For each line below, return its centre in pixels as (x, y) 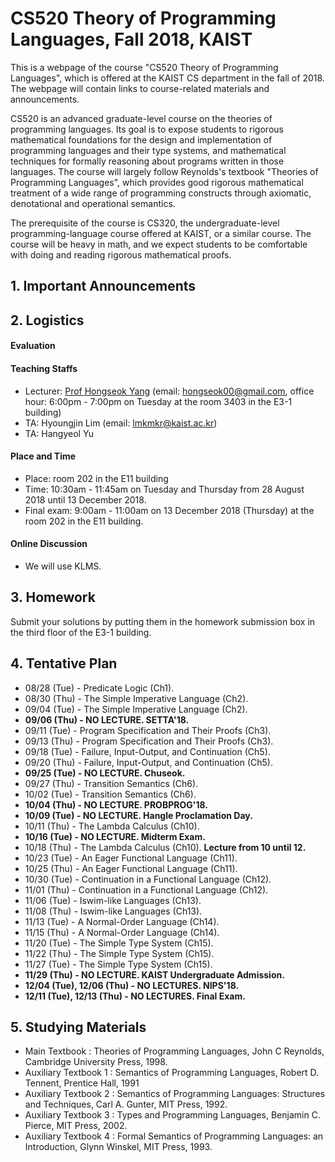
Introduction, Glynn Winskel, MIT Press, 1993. (118, 1147)
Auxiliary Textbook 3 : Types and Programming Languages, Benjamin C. (172, 1115)
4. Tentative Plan (64, 663)
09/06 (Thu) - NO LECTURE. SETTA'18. (107, 719)
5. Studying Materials (78, 1027)
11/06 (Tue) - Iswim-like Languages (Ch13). (113, 900)
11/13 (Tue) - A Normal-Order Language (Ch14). (122, 921)
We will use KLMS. (63, 566)
